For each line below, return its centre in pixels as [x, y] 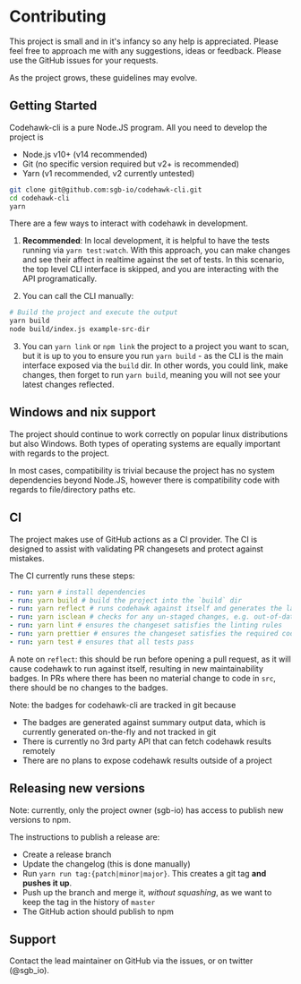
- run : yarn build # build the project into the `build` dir [126, 600]
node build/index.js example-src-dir [80, 329]
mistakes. [27, 558]
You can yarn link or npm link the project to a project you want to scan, [155, 346]
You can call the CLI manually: [78, 296]
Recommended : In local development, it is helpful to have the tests [146, 241]
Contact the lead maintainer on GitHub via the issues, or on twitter [131, 961]
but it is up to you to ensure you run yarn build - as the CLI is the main [153, 356]
